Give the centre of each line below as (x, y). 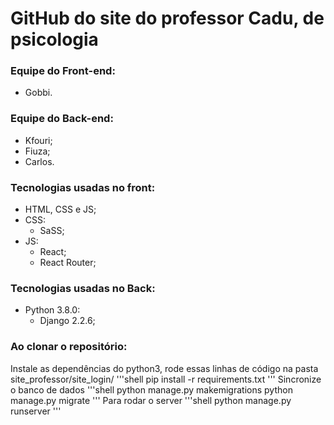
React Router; (68, 263)
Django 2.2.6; (67, 321)
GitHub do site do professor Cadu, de (167, 18)
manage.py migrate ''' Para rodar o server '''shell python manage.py (151, 400)
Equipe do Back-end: (62, 119)
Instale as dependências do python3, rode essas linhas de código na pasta (164, 368)
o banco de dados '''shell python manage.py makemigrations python (151, 389)
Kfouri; (38, 140)
